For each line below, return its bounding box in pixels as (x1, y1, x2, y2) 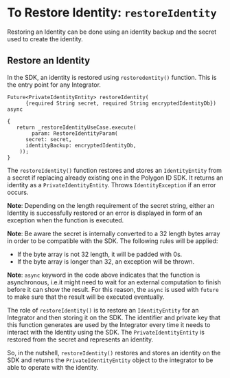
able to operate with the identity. (7, 363, 99, 371)
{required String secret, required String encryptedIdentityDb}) (25, 100, 216, 107)
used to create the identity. (7, 34, 84, 43)
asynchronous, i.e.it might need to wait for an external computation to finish (7, 277, 222, 286)
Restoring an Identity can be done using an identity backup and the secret (7, 28, 217, 36)
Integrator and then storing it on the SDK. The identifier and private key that (7, 313, 221, 322)
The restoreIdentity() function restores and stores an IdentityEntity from (7, 166, 222, 174)
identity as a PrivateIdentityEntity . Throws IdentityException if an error (7, 180, 216, 189)
